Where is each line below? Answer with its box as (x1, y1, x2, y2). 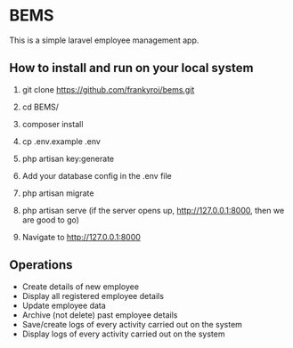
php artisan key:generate (21, 153, 115, 164)
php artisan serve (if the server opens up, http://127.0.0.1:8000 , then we (21, 205, 285, 215)
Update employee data (21, 300, 107, 311)
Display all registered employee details (21, 290, 165, 301)
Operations (9, 257, 73, 272)
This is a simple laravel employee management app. (9, 35, 199, 45)
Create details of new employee (21, 281, 140, 292)
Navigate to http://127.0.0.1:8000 (21, 231, 141, 242)
